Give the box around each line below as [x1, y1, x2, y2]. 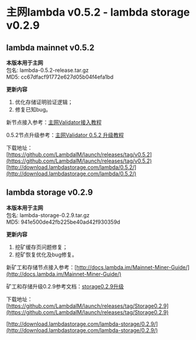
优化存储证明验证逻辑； [14, 98, 73, 106]
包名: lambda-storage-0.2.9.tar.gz [6, 211, 90, 219]
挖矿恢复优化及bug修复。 [14, 251, 78, 258]
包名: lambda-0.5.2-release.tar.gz [6, 67, 89, 74]
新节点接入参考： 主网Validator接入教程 [6, 119, 102, 126]
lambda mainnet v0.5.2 [6, 43, 95, 53]
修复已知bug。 [14, 106, 52, 113]
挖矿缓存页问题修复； [14, 243, 68, 251]
